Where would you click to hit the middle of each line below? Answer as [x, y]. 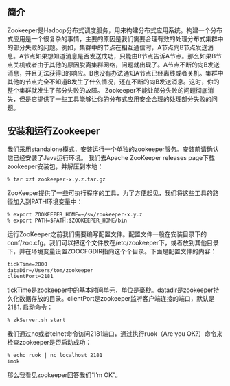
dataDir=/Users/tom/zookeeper [50, 270]
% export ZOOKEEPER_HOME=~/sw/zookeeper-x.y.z [75, 214]
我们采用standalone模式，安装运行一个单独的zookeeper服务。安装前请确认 [113, 149]
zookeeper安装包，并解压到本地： [56, 166]
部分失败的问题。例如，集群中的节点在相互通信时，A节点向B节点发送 [110, 47]
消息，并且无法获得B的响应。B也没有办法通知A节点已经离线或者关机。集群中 [115, 73]
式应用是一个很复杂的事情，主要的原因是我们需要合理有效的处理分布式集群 [112, 38]
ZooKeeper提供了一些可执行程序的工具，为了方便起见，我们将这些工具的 [110, 193]
